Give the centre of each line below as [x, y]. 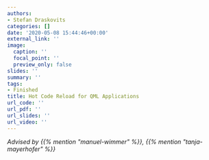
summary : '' [24, 77]
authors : [20, 13]
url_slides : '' [29, 115]
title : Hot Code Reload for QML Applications [73, 97]
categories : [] [29, 26]
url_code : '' [26, 103]
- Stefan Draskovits [37, 20]
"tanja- [193, 141]
